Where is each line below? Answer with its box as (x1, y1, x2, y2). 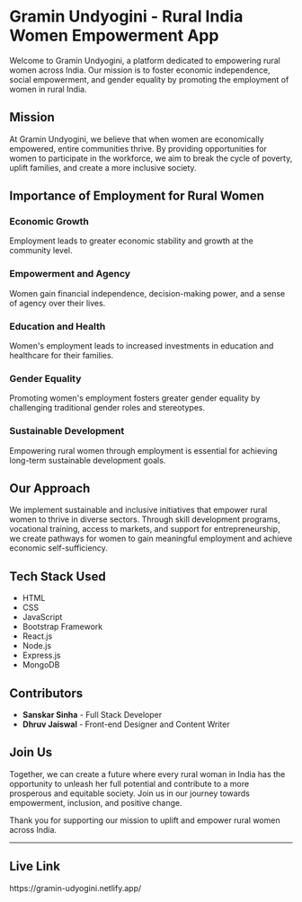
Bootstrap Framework (22, 622, 103, 632)
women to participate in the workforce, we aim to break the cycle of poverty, (9, 153, 293, 164)
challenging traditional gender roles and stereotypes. (9, 402, 206, 413)
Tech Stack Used (9, 569, 106, 584)
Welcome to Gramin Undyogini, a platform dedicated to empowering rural (9, 55, 281, 66)
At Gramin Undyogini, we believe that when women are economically (9, 133, 264, 145)
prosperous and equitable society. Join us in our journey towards (9, 788, 250, 799)
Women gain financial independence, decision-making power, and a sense (9, 287, 286, 298)
